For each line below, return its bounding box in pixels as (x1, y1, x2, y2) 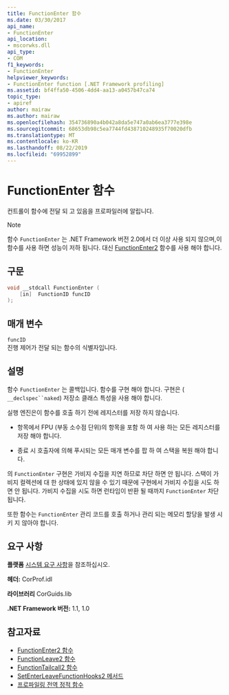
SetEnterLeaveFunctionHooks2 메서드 (17, 672, 124, 680)
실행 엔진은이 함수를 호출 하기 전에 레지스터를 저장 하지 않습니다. (7, 408, 180, 417)
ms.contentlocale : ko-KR (7, 138, 78, 145)
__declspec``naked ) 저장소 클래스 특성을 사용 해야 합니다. (7, 393, 163, 402)
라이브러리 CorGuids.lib (7, 590, 72, 598)
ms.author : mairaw (7, 112, 60, 119)
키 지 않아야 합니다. (7, 518, 58, 527)
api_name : (7, 23, 36, 30)
